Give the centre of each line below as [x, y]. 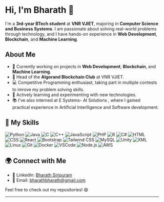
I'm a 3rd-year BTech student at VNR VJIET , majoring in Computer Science [82, 24]
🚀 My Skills [22, 123]
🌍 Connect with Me [36, 161]
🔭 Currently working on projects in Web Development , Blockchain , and [84, 66]
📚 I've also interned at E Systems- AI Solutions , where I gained [76, 100]
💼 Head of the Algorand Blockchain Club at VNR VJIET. [68, 77]
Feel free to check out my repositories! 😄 [47, 190]
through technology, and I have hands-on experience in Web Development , [81, 34]
